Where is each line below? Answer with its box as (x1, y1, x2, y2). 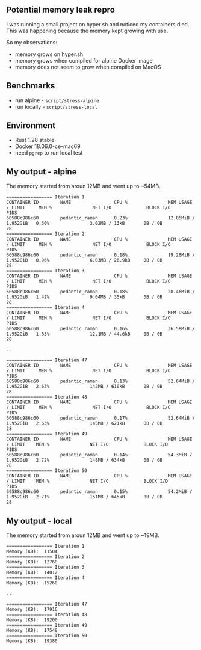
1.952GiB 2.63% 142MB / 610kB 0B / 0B (6, 384, 163, 390)
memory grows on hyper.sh (14, 51, 84, 58)
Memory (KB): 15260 (6, 580, 58, 586)
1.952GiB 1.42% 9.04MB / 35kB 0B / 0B (6, 294, 163, 300)
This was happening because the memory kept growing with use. (6, 27, 169, 34)
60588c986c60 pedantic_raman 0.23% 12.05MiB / (6, 215, 196, 221)
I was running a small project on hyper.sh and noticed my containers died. (6, 20, 190, 28)
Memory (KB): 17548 (6, 628, 58, 634)
